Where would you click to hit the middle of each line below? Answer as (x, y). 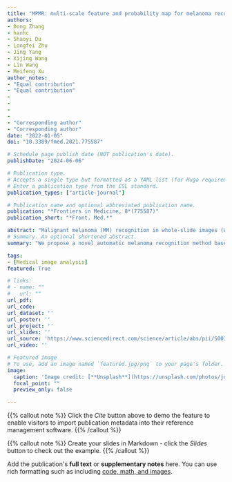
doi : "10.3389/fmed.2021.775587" (55, 142)
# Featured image (32, 358)
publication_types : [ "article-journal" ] (66, 193)
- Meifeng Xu (26, 71)
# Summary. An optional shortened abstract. (72, 237)
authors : (20, 20)
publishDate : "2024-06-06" (46, 161)
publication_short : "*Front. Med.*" (60, 218)
